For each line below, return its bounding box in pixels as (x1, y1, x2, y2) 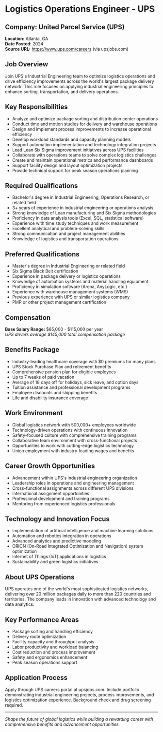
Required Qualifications (5, 182, 78, 190)
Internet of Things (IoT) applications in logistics (12, 554, 107, 559)
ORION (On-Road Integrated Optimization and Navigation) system (12, 543, 143, 549)
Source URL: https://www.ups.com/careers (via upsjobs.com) (5, 46, 129, 52)
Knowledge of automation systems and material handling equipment (12, 279, 149, 285)
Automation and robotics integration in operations (12, 533, 112, 539)
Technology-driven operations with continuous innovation (12, 427, 128, 433)
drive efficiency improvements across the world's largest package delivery (5, 78, 154, 84)
